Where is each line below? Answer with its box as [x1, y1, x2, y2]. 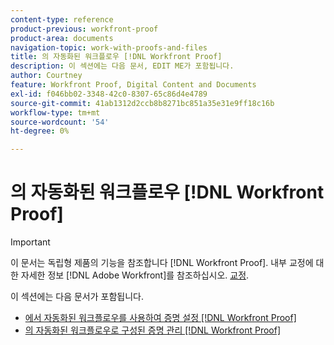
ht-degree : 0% [10, 126, 70, 136]
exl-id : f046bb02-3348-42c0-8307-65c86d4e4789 [10, 89, 208, 99]
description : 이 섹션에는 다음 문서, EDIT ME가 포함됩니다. [10, 61, 235, 71]
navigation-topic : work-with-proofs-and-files [10, 42, 208, 53]
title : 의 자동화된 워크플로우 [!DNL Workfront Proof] [10, 52, 223, 62]
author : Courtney [10, 71, 83, 81]
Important [10, 236, 51, 248]
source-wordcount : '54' [10, 117, 110, 127]
